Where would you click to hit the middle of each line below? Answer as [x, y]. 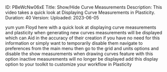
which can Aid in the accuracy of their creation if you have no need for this [82, 38]
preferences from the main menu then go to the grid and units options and [82, 48]
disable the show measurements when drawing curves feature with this [79, 54]
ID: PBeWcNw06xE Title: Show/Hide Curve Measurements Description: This [84, 7]
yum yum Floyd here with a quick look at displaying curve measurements [81, 27]
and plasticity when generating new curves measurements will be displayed [84, 33]
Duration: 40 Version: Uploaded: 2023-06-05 [52, 18]
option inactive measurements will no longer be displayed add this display [82, 59]
